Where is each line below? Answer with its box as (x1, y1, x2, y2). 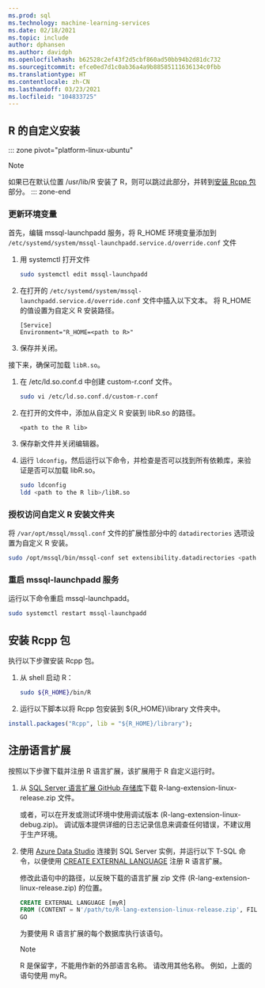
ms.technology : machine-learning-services (8, 19, 150, 27)
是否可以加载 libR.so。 (26, 465, 100, 475)
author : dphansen (8, 41, 66, 49)
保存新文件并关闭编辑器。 (19, 439, 104, 448)
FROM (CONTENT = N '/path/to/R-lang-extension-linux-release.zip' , (19, 906, 244, 914)
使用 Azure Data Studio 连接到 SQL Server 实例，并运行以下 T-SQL (19, 846, 237, 856)
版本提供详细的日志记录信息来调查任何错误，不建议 (78, 819, 244, 829)
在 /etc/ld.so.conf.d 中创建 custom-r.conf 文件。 (19, 377, 176, 386)
